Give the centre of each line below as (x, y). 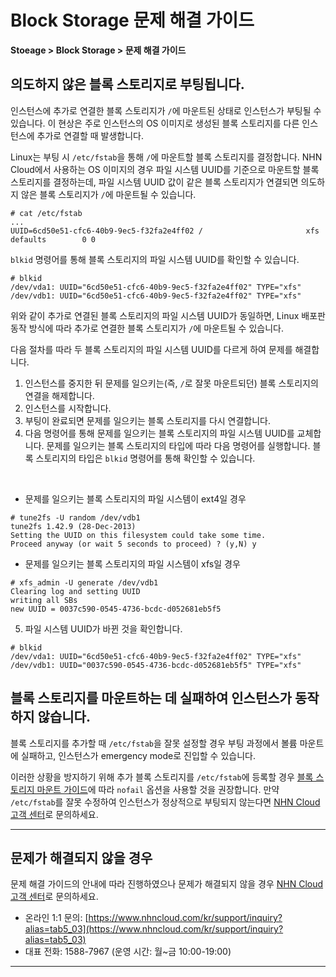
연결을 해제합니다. (59, 395)
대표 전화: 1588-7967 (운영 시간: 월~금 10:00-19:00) (128, 952)
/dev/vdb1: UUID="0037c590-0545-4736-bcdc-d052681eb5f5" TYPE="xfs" (156, 665)
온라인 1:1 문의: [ (56, 918)
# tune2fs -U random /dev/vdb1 (75, 517)
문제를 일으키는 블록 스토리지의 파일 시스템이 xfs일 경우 (132, 563)
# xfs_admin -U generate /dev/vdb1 (84, 582)
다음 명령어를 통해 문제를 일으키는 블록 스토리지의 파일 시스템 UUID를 (159, 433)
